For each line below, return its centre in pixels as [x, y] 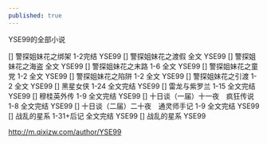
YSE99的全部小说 [37, 39]
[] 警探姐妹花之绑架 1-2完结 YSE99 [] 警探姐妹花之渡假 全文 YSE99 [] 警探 [129, 56]
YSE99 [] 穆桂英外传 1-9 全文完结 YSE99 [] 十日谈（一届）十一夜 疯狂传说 [132, 95]
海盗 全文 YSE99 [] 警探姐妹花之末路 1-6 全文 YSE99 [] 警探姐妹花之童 [144, 66]
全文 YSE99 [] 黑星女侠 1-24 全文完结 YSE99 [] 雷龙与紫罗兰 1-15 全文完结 [135, 86]
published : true [35, 16]
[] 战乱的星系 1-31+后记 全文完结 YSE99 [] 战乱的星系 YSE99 [107, 115]
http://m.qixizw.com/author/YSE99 [65, 131]
